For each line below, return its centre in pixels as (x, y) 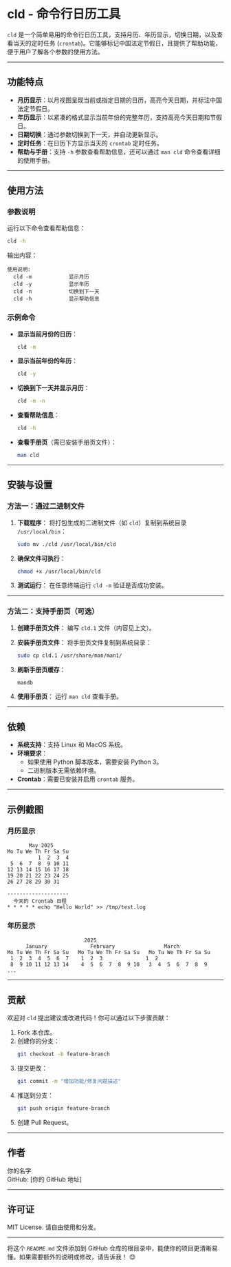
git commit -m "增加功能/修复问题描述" (69, 1081)
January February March (102, 946)
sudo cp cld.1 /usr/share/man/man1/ (69, 656)
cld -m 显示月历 (51, 277)
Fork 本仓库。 (36, 1033)
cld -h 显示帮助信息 (56, 299)
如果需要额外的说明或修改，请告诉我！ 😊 (77, 1257)
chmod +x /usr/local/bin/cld (59, 571)
